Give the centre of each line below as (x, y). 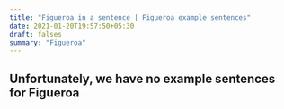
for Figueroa (44, 92)
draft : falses (36, 34)
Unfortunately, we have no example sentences (142, 78)
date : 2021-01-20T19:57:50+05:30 (72, 26)
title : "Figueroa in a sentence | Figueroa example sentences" (130, 17)
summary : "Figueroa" (48, 42)
